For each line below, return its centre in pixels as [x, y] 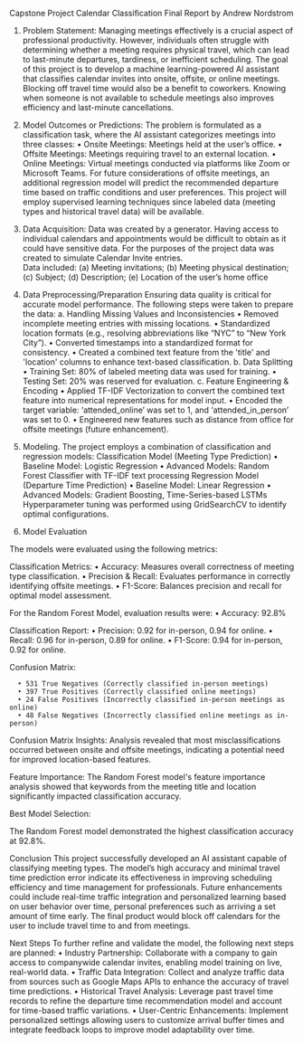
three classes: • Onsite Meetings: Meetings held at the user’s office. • [152, 144]
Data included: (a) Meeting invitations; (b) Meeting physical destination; [156, 267]
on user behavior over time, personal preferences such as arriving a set [142, 906]
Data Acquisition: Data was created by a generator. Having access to [150, 229]
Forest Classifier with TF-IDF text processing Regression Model [141, 475]
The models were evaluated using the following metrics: [114, 549]
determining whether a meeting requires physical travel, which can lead [156, 50]
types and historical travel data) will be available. [114, 211]
